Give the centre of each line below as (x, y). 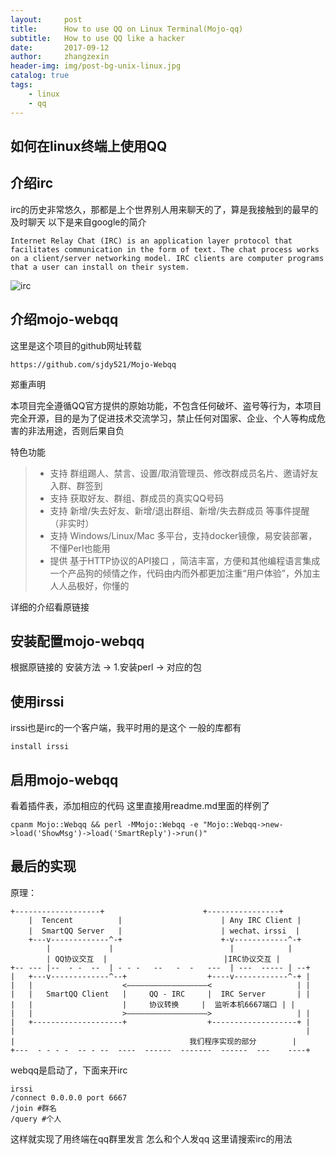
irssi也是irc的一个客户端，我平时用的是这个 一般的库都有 (126, 728)
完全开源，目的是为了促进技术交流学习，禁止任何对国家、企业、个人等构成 (163, 418)
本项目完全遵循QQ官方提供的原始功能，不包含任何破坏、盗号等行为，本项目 (166, 405)
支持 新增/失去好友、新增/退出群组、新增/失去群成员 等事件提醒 (179, 510)
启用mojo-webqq (64, 779)
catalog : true (40, 76)
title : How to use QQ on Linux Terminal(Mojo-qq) (127, 29)
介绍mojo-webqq (64, 319)
